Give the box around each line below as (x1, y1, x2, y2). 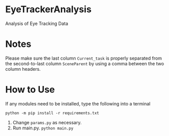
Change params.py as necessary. (12, 119, 82, 125)
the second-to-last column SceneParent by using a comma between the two (5, 60, 164, 67)
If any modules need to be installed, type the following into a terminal (5, 100, 151, 106)
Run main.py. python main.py (12, 125, 74, 131)
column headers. (5, 66, 41, 72)
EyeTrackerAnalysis (5, 4, 92, 15)
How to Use (5, 84, 55, 95)
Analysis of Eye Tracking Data (5, 20, 68, 26)
